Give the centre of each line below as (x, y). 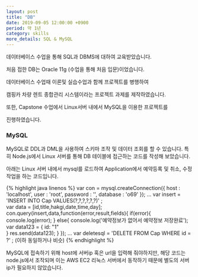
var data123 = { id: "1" (33, 227)
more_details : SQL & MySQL (39, 39)
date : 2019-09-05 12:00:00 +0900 (47, 22)
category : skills (28, 34)
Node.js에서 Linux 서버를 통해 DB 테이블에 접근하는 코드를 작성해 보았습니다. (101, 156)
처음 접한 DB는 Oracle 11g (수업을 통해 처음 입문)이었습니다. (76, 69)
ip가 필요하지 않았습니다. (35, 268)
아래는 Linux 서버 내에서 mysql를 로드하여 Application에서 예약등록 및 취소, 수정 (99, 169)
